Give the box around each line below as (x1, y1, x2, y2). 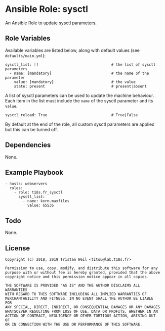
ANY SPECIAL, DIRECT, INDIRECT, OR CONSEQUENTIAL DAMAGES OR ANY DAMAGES (5, 305, 161, 310)
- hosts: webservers (5, 182, 48, 187)
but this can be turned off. (5, 126, 58, 132)
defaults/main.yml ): (5, 52, 46, 58)
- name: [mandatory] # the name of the (9, 71, 149, 76)
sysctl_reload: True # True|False (5, 112, 138, 117)
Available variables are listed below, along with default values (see (5, 47, 140, 53)
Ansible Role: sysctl (5, 3, 88, 15)
